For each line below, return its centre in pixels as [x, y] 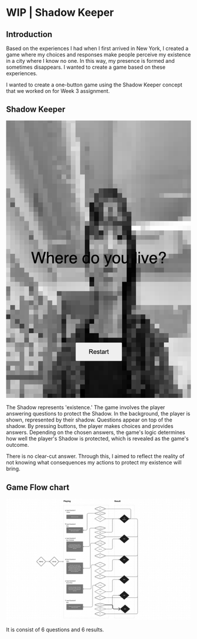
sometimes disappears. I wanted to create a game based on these [86, 67]
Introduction [29, 34]
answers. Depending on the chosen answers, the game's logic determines [96, 433]
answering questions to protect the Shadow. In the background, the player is [98, 414]
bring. [13, 469]
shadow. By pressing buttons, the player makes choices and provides [90, 426]
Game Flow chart [38, 487]
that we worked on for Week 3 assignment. [58, 91]
